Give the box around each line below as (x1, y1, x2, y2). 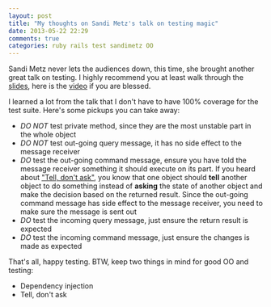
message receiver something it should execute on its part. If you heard (19, 164, 256, 174)
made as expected (19, 242, 83, 251)
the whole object (19, 130, 77, 140)
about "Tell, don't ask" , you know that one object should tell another (19, 173, 248, 183)
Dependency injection (19, 281, 94, 291)
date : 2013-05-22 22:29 (8, 27, 89, 35)
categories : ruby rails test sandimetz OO (8, 42, 154, 50)
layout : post (8, 11, 53, 20)
